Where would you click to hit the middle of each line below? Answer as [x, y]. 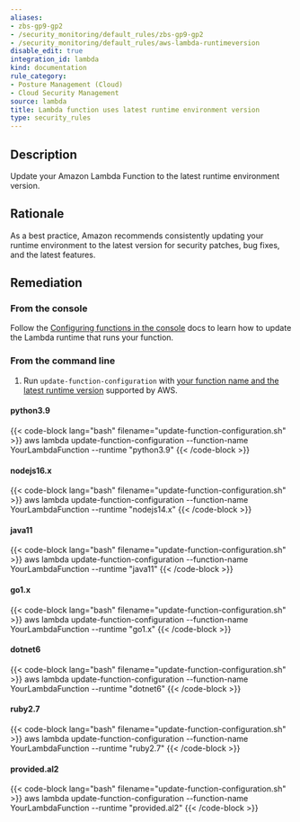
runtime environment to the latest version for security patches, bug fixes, [145, 245]
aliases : [26, 18]
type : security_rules [51, 118]
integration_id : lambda [55, 59]
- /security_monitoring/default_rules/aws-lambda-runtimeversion [135, 43]
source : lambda [39, 101]
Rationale [37, 214]
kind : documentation [49, 68]
